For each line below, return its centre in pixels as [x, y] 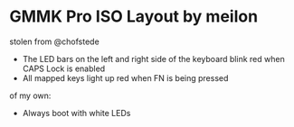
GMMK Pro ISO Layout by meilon [134, 17]
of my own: [30, 95]
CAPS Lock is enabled [64, 68]
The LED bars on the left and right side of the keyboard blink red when [153, 59]
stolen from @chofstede [54, 41]
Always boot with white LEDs [76, 113]
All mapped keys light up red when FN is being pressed [125, 77]
